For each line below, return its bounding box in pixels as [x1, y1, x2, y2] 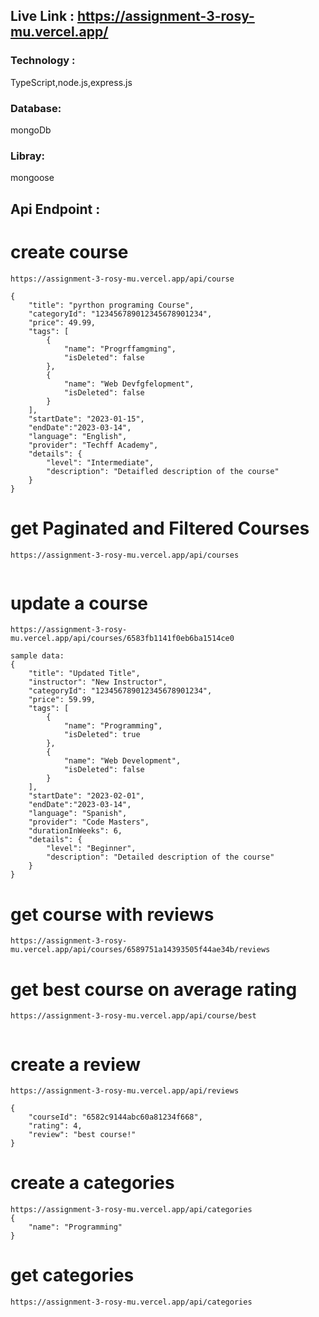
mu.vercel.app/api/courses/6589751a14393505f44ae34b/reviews [10, 945, 271, 955]
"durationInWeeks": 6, [28, 826, 123, 836]
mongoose [10, 172, 55, 184]
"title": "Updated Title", [28, 669, 141, 679]
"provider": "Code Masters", [28, 817, 150, 828]
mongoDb [10, 124, 52, 136]
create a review [10, 1053, 141, 1076]
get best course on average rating [10, 978, 298, 1001]
